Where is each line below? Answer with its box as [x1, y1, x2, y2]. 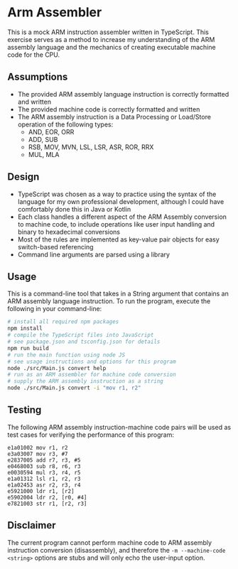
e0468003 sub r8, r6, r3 [7, 462, 81, 470]
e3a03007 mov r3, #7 [7, 450, 69, 457]
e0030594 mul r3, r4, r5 [7, 469, 81, 476]
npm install [7, 325, 43, 332]
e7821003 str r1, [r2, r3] [7, 500, 87, 507]
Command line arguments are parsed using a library [17, 250, 171, 259]
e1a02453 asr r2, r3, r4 [7, 481, 81, 489]
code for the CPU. [7, 50, 60, 59]
